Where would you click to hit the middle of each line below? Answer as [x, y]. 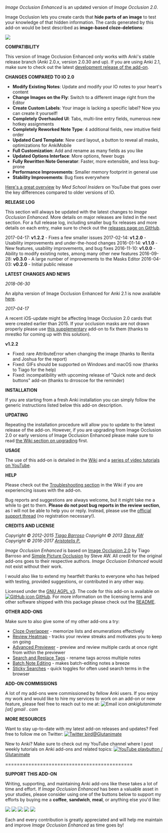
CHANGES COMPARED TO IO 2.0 [40, 77]
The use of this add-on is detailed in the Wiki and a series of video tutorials [82, 460]
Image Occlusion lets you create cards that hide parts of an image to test [81, 17]
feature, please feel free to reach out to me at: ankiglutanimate [83, 704]
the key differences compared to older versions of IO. [60, 192]
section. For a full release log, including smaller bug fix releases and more [81, 222]
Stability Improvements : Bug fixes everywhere [61, 177]
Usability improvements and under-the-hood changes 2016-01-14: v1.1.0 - [81, 243]
